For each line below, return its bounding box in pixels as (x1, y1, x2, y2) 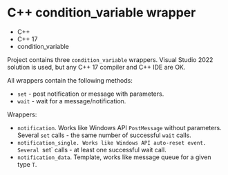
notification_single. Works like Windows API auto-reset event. (17, 139, 207, 146)
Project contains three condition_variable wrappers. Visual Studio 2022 (7, 55, 213, 63)
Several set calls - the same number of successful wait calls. (17, 131, 191, 139)
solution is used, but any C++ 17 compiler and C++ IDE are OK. (7, 63, 186, 71)
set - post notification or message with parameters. (17, 90, 164, 98)
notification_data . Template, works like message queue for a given (17, 153, 211, 161)
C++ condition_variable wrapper (7, 5, 196, 21)
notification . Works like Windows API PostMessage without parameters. (17, 123, 222, 132)
